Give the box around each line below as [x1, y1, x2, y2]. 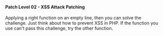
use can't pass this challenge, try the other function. [5, 25, 113, 32]
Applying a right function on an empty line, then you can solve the [5, 15, 141, 21]
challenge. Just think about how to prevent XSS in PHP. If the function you [5, 20, 158, 26]
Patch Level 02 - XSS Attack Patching [5, 4, 85, 10]
